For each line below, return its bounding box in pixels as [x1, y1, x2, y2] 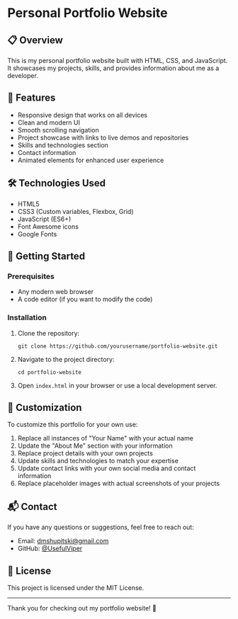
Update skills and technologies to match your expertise [17, 457, 179, 465]
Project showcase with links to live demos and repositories [17, 133, 189, 142]
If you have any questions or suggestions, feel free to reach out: [7, 523, 195, 532]
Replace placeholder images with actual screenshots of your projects [17, 479, 220, 488]
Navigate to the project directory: [17, 355, 115, 363]
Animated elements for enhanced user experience [17, 156, 164, 164]
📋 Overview [7, 34, 64, 46]
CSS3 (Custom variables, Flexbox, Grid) [17, 207, 134, 215]
